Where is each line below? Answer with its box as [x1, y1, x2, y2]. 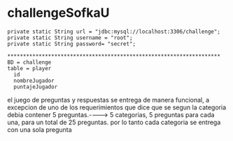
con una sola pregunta [7, 125, 72, 134]
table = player [7, 65, 52, 72]
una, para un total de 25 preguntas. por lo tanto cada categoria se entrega [7, 118, 221, 126]
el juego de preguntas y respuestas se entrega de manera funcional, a [7, 95, 210, 104]
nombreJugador [13, 77, 55, 84]
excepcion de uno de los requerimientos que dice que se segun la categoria [7, 103, 227, 112]
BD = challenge [7, 58, 52, 66]
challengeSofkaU [7, 5, 110, 21]
